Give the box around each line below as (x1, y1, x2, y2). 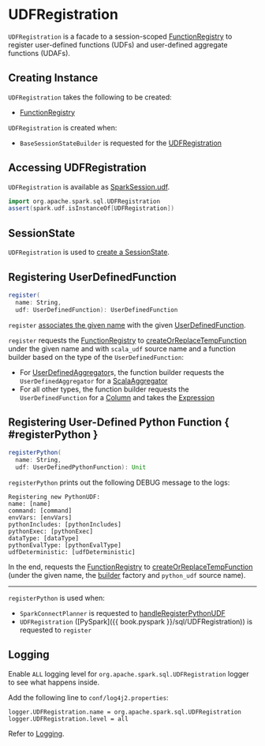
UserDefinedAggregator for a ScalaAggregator (19, 376, 168, 385)
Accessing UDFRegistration (8, 161, 147, 174)
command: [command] (8, 507, 73, 515)
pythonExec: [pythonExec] (8, 527, 93, 535)
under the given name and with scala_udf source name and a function (8, 343, 237, 353)
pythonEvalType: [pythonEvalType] (8, 542, 122, 549)
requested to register (19, 625, 92, 635)
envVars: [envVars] (8, 514, 73, 522)
